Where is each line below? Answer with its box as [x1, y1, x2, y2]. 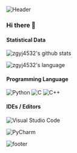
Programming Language [6, 75, 69, 82]
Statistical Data [6, 36, 46, 43]
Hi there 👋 [6, 21, 36, 29]
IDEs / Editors [6, 102, 41, 110]
